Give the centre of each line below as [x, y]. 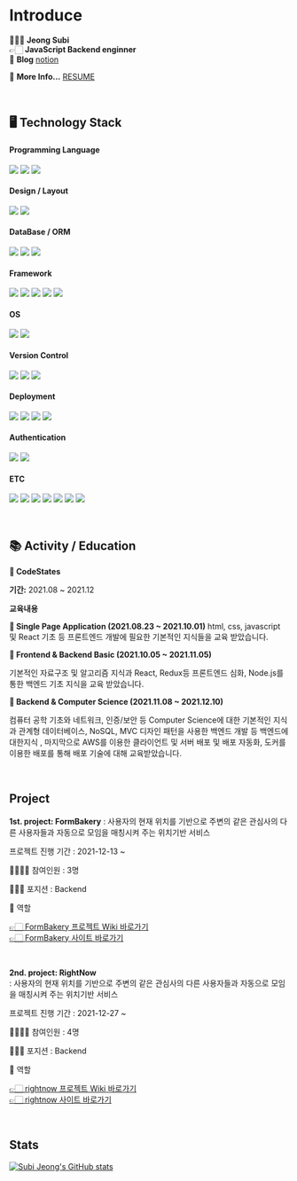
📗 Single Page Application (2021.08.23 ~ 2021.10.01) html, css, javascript [145, 626]
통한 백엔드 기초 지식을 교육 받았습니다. [77, 684]
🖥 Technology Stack [66, 123]
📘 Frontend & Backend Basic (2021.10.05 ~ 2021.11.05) [110, 654]
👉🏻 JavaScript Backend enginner [73, 49]
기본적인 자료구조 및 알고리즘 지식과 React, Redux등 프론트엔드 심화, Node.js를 [146, 673]
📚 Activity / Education [73, 546]
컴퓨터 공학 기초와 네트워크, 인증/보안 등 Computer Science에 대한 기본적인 [141, 720]
